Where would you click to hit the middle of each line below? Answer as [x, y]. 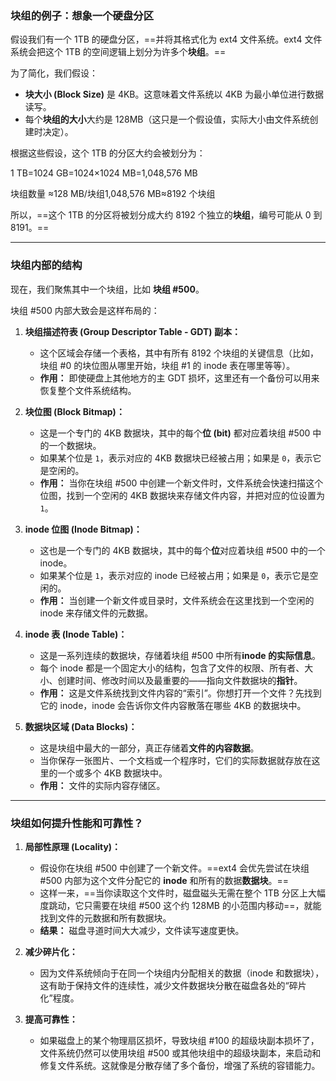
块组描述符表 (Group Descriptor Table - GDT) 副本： [132, 331]
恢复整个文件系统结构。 [88, 390]
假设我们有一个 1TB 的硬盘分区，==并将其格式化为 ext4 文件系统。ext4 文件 [166, 39]
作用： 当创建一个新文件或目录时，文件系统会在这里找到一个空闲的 [177, 600]
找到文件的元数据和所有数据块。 [105, 918]
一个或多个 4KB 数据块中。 [112, 773]
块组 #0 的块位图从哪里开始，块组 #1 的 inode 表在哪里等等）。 [167, 365]
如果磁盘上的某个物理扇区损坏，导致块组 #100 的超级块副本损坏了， [179, 1040]
